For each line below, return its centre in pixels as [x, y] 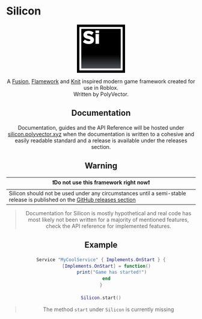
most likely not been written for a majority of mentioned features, [109, 220]
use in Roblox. [101, 87]
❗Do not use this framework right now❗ [101, 183]
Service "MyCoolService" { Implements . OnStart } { [101, 260]
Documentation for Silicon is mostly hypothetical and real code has [109, 213]
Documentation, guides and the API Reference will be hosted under [101, 127]
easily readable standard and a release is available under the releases [101, 141]
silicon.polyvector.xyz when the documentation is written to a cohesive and [101, 134]
